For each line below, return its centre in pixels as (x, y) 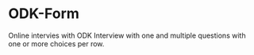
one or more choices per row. (56, 43)
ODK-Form (44, 14)
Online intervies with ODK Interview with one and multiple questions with (127, 35)
